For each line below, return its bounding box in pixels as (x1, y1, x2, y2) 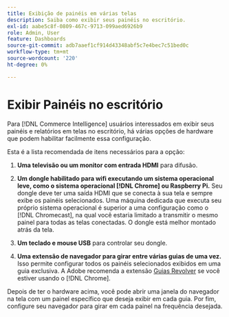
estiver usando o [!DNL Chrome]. (17, 274, 111, 282)
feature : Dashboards (7, 36, 67, 43)
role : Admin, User (7, 29, 60, 36)
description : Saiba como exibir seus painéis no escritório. (7, 17, 186, 23)
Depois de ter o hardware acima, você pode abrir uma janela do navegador (7, 287, 219, 296)
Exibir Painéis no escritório (7, 97, 164, 112)
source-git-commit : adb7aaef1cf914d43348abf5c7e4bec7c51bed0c (7, 42, 189, 49)
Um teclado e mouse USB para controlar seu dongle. (17, 239, 168, 247)
